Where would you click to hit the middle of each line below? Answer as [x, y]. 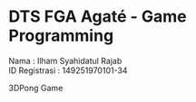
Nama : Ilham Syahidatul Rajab [65, 60]
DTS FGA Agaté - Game [98, 17]
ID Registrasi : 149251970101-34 [68, 70]
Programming [61, 36]
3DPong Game [36, 88]
